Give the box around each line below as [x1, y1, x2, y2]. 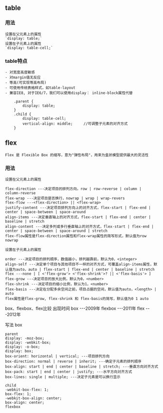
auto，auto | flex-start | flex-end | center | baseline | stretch [16, 267, 155, 272]
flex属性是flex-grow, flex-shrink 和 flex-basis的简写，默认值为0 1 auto [5, 297, 149, 301]
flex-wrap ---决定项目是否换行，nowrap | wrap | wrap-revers [5, 196, 125, 201]
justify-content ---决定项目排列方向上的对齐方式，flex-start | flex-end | [5, 206, 151, 210]
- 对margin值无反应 [5, 75, 41, 80]
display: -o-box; [5, 344, 40, 350]
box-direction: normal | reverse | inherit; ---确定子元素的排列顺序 [5, 359, 142, 364]
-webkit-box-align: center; [5, 396, 62, 401]
